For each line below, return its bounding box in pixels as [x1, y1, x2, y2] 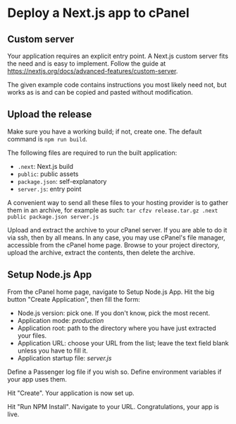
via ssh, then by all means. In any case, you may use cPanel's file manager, [7, 233, 225, 242]
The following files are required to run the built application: [7, 148, 178, 157]
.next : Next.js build [17, 162, 74, 170]
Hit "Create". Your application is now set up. [7, 389, 135, 397]
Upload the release [7, 108, 92, 121]
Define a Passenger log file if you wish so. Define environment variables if [7, 367, 222, 376]
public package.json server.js [7, 213, 99, 220]
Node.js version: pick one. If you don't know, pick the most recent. [17, 309, 210, 317]
